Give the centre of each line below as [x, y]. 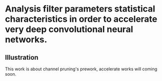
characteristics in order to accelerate [81, 19]
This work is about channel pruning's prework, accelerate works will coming [81, 69]
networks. [26, 40]
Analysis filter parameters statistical [80, 9]
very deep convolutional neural [69, 29]
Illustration [22, 57]
